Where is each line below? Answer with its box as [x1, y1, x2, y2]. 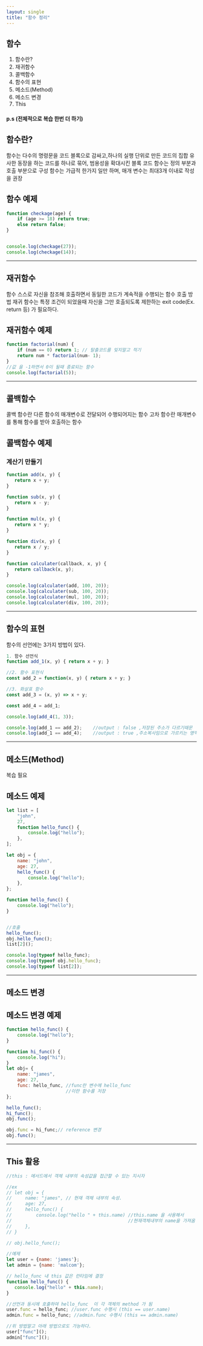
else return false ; [17, 222, 66, 228]
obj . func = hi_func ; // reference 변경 [6, 1127, 101, 1133]
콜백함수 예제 [6, 438, 53, 448]
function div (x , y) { [6, 538, 61, 544]
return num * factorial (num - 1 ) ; [17, 353, 101, 359]
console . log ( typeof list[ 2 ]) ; [6, 963, 83, 970]
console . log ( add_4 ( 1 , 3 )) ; [6, 714, 74, 720]
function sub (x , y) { [6, 494, 61, 500]
